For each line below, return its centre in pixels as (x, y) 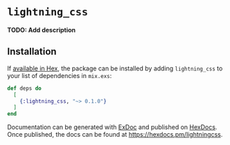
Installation (32, 51)
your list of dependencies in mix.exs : (60, 75)
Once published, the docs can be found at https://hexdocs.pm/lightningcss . (115, 135)
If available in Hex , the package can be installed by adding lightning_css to (115, 68)
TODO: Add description (42, 30)
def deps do (24, 88)
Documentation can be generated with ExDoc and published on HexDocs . (112, 127)
